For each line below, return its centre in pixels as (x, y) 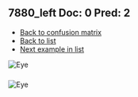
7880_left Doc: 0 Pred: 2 (69, 13)
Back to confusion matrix (60, 32)
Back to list (38, 41)
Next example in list (52, 49)
